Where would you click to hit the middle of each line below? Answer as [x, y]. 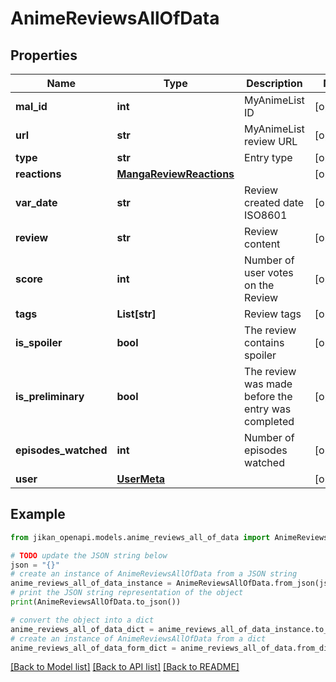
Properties [44, 55]
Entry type [268, 157]
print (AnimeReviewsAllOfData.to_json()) [96, 602]
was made [268, 384]
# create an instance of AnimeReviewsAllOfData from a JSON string [154, 574]
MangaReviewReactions [175, 174]
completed [269, 421]
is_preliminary [50, 396]
